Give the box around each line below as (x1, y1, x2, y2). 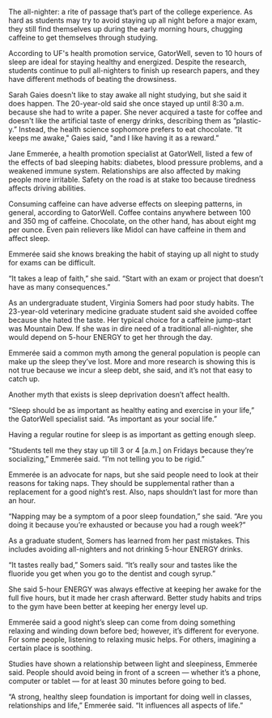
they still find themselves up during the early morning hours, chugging (8, 24, 243, 33)
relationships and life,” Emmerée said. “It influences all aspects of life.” (8, 701, 244, 710)
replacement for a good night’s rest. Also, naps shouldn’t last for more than (8, 487, 258, 497)
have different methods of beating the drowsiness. (8, 75, 176, 84)
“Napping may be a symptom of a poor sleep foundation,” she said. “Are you (8, 511, 263, 521)
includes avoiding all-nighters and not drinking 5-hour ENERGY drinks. (8, 544, 243, 554)
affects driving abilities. (8, 183, 87, 193)
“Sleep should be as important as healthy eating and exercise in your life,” (8, 406, 255, 415)
